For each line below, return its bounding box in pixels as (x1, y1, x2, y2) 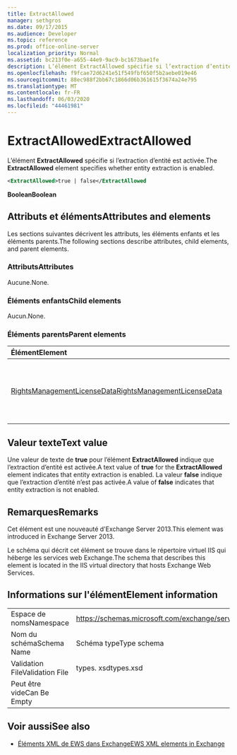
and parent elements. (7, 245, 69, 253)
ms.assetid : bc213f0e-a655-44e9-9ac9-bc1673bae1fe (7, 57, 159, 64)
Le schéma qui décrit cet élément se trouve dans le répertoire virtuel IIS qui (7, 546, 226, 555)
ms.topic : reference (7, 37, 68, 44)
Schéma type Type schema (75, 638, 164, 648)
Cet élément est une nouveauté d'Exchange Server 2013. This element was (7, 525, 224, 534)
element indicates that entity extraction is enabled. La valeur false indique (7, 471, 222, 479)
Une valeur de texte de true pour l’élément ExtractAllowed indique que (7, 455, 214, 464)
